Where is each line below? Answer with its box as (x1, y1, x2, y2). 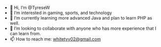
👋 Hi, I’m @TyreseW (9, 5, 50, 10)
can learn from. (9, 31, 41, 36)
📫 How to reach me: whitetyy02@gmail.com (9, 36, 101, 42)
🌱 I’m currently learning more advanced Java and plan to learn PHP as (9, 15, 153, 21)
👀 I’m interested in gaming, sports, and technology (9, 10, 112, 16)
